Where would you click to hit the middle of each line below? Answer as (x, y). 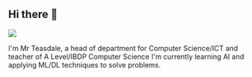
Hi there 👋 (33, 15)
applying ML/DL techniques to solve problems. (85, 64)
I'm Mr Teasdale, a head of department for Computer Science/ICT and (123, 48)
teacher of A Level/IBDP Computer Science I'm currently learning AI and (126, 57)
